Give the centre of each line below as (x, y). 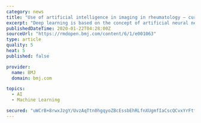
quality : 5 (20, 45)
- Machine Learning (36, 100)
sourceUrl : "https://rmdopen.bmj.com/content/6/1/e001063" (81, 34)
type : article (24, 39)
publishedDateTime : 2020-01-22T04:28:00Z (59, 28)
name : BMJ (24, 72)
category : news (25, 12)
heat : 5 (16, 51)
